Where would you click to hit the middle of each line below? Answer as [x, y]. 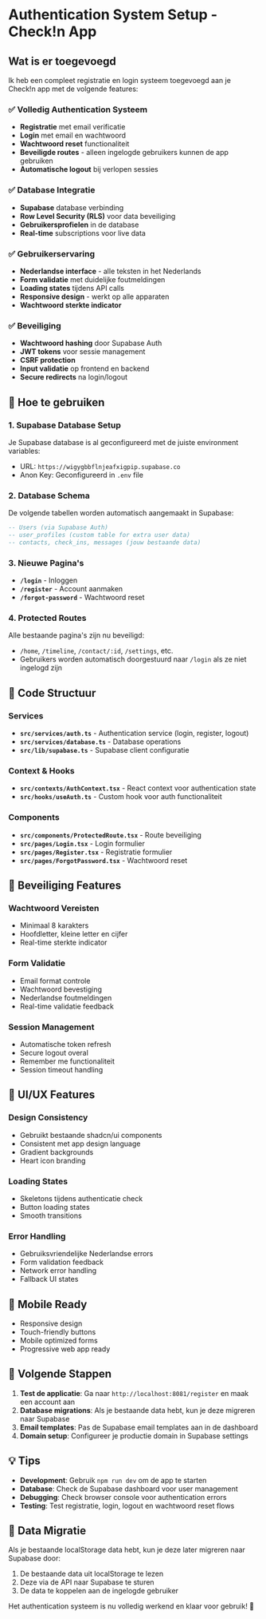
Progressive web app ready [65, 1349]
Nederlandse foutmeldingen [66, 997]
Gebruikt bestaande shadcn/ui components [91, 1135]
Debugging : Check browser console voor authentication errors [123, 1497]
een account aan [47, 1402]
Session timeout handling [61, 1069]
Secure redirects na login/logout [74, 377]
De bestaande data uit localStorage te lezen [92, 1574]
